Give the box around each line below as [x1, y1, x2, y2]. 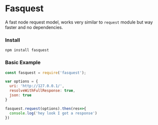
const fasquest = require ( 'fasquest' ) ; [5, 70, 87, 75]
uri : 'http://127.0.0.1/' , [9, 84, 65, 89]
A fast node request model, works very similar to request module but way [5, 19, 153, 25]
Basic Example [5, 59, 41, 66]
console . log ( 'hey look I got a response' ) [9, 111, 97, 116]
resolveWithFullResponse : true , [9, 88, 76, 93]
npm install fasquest [5, 48, 49, 53]
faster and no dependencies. [5, 24, 63, 30]
